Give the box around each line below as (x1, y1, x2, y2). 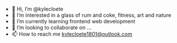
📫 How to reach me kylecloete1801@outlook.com (11, 31, 132, 37)
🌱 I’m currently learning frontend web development (11, 18, 135, 24)
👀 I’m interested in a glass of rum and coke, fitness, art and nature (11, 12, 172, 19)
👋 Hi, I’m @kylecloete (11, 6, 64, 12)
